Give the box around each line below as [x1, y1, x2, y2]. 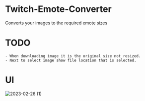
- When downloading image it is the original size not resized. [5, 53, 141, 58]
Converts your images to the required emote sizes [5, 20, 108, 26]
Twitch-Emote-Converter [5, 3, 112, 15]
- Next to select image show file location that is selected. [5, 58, 137, 63]
